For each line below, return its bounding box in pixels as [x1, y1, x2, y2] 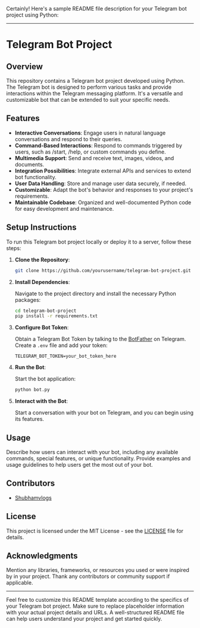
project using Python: [6, 11, 59, 18]
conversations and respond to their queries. [14, 135, 123, 142]
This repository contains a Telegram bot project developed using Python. [6, 77, 185, 84]
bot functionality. [14, 173, 57, 180]
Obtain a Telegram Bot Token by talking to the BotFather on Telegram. [14, 336, 186, 343]
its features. [14, 415, 45, 423]
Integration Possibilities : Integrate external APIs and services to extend [14, 167, 192, 174]
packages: [14, 296, 41, 303]
